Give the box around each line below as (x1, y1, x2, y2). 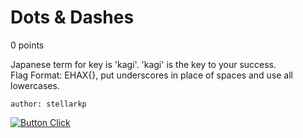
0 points (10, 39, 45, 51)
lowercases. (10, 79, 60, 91)
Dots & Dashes (10, 6, 135, 29)
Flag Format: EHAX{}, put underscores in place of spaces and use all (10, 69, 294, 81)
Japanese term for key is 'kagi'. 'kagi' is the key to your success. (10, 58, 277, 70)
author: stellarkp (10, 99, 87, 109)
